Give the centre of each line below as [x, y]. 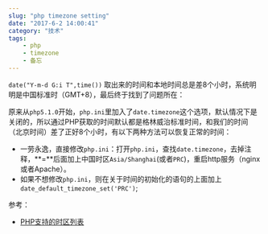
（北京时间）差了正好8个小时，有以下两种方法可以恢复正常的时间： [120, 131]
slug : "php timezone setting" [59, 16]
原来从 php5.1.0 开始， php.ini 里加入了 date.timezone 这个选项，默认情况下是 [133, 111]
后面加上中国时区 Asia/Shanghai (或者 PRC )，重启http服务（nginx [157, 158]
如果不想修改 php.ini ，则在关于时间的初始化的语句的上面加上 [121, 179]
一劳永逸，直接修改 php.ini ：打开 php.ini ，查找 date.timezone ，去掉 [132, 149]
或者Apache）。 [45, 169]
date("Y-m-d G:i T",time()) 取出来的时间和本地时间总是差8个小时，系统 [129, 84]
